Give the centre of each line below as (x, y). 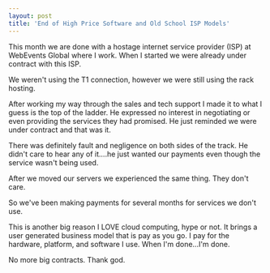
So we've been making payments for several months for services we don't (133, 203)
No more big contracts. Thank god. (67, 259)
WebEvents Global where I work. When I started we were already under (128, 55)
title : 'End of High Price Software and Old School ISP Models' (119, 23)
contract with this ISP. (45, 64)
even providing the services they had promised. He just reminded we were (133, 121)
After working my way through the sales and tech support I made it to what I (135, 104)
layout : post (30, 16)
